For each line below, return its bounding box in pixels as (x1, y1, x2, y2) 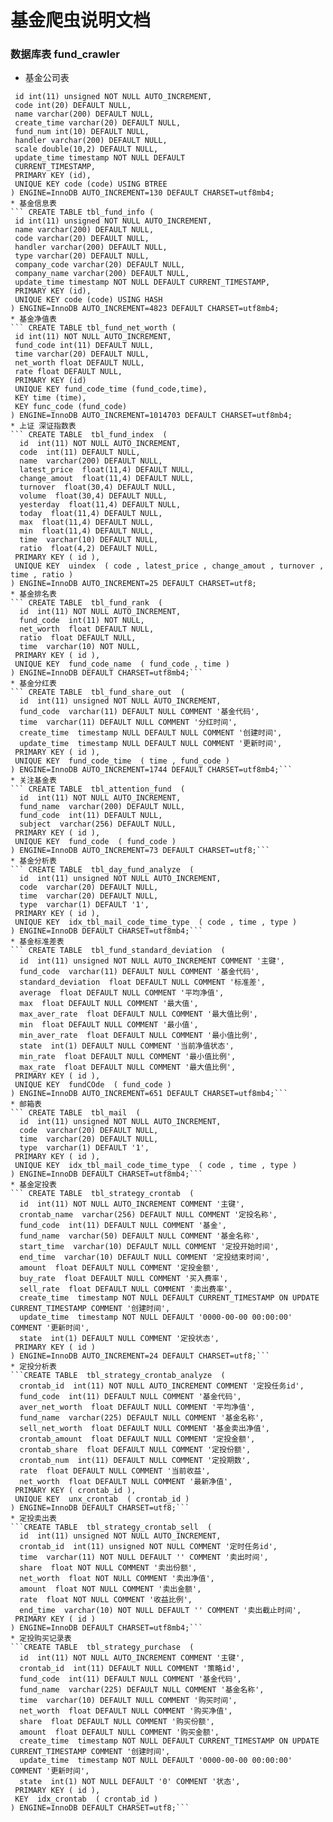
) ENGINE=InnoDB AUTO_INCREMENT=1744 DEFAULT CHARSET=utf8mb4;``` (10, 765, 293, 775)
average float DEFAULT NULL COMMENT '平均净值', (19, 988, 225, 998)
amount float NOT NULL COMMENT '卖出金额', (19, 1584, 202, 1595)
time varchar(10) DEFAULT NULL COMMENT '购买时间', (19, 1696, 238, 1706)
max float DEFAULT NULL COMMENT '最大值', (19, 999, 199, 1009)
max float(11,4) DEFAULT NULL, (19, 517, 155, 528)
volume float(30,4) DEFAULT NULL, (19, 491, 168, 501)
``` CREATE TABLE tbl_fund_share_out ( (10, 687, 186, 698)
